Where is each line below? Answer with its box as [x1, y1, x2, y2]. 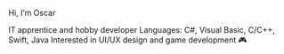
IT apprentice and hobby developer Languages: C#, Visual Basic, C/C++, [8, 25, 275, 35]
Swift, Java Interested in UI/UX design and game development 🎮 [8, 35, 247, 45]
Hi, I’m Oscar [8, 8, 56, 18]
